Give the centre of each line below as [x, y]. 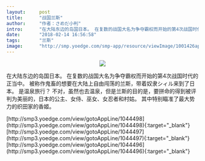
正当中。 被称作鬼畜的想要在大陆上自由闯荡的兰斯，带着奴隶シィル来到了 [98, 83]
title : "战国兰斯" [34, 18]
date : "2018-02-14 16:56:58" [52, 35]
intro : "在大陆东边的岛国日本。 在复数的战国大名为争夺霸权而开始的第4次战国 [99, 29]
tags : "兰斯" [30, 40]
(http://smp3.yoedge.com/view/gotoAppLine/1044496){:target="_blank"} [98, 151]
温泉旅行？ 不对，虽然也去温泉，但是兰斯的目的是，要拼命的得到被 [107, 91]
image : [15, 47]
